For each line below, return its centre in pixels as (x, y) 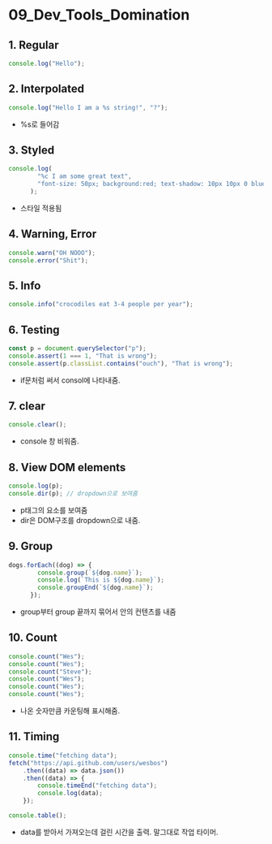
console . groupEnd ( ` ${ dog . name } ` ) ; (96, 588)
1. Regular (34, 45)
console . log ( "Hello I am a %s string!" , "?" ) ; (88, 107)
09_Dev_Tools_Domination (99, 15)
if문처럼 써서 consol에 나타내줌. (70, 380)
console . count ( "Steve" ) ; (50, 672)
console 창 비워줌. (49, 441)
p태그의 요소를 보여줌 (54, 510)
